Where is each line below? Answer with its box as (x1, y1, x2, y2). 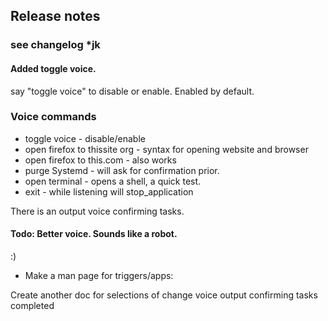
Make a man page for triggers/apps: (24, 270, 174, 282)
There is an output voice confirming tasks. (10, 205, 185, 217)
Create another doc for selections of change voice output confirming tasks (10, 289, 318, 301)
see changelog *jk (10, 38, 101, 52)
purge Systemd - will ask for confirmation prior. (24, 164, 220, 176)
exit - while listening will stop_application (24, 185, 194, 198)
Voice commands (10, 110, 97, 124)
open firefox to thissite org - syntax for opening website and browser (24, 143, 309, 155)
